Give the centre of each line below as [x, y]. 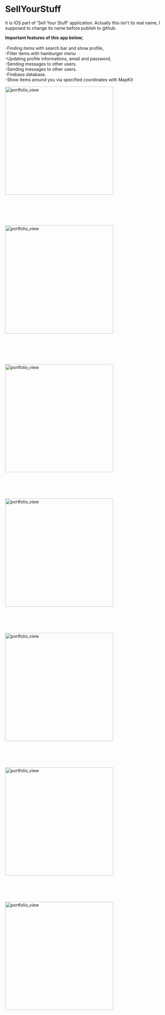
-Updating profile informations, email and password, [58, 58]
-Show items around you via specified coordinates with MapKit [69, 80]
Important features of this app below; [44, 38]
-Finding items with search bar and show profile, [54, 48]
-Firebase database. [26, 74]
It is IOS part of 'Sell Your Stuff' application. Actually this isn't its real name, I [83, 23]
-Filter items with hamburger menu [40, 53]
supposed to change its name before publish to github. [61, 28]
